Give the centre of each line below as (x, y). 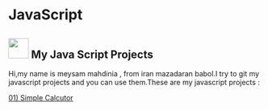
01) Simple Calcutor (41, 98)
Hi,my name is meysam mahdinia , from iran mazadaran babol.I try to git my (134, 73)
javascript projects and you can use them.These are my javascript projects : (134, 82)
